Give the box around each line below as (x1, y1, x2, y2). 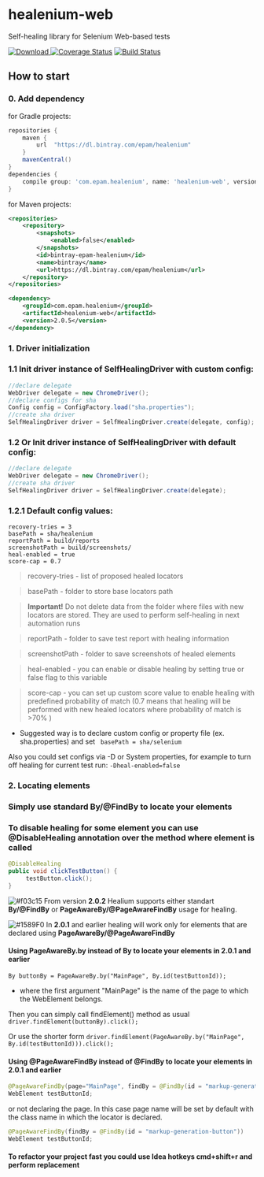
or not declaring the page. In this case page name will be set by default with (8, 1104, 254, 1113)
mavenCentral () (22, 156, 72, 164)
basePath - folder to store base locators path (27, 587, 174, 596)
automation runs (27, 618, 81, 628)
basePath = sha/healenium (8, 530, 93, 538)
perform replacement (8, 1160, 80, 1170)
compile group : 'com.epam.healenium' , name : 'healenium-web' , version (22, 177, 258, 186)
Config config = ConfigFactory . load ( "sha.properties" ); (8, 403, 195, 411)
